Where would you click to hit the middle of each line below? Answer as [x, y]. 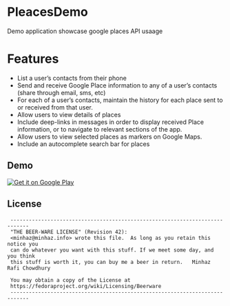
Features [33, 59]
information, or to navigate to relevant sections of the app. [100, 129]
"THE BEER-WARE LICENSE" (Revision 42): [69, 232]
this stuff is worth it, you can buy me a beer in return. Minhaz [111, 262]
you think [21, 256]
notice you [23, 244]
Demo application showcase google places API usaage [85, 31]
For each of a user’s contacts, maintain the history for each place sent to [120, 100]
